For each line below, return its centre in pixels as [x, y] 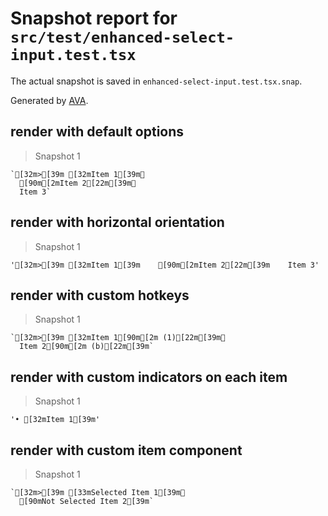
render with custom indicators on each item [149, 377]
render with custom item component [126, 450]
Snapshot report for [94, 18]
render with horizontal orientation [117, 222]
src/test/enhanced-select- [122, 37]
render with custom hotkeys [100, 295]
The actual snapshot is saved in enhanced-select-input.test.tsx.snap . [156, 81]
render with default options [97, 132]
